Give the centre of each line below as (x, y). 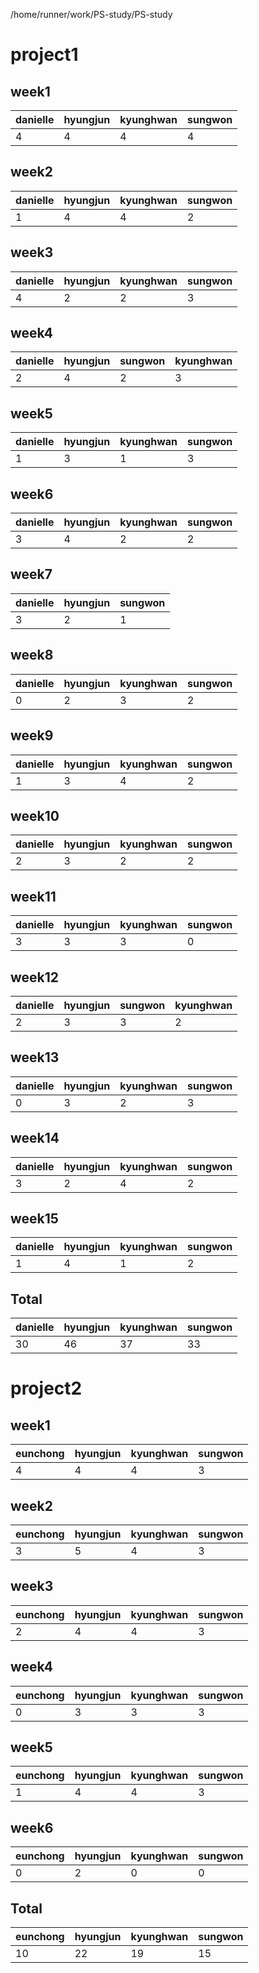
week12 (35, 977)
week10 (35, 815)
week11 (33, 896)
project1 (44, 55)
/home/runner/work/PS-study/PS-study (91, 14)
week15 (34, 1218)
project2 (46, 1388)
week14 (35, 1138)
